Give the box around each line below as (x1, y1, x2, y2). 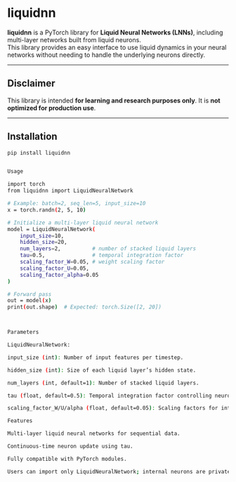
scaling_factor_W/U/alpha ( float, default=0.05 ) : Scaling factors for (7, 405, 218, 412)
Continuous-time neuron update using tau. (7, 443, 133, 450)
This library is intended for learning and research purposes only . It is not (7, 96, 221, 105)
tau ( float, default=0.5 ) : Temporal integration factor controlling (7, 392, 212, 399)
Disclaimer (7, 77, 55, 89)
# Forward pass (7, 290, 52, 298)
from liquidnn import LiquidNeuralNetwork (7, 188, 133, 195)
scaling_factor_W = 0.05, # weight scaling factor (20, 259, 165, 266)
